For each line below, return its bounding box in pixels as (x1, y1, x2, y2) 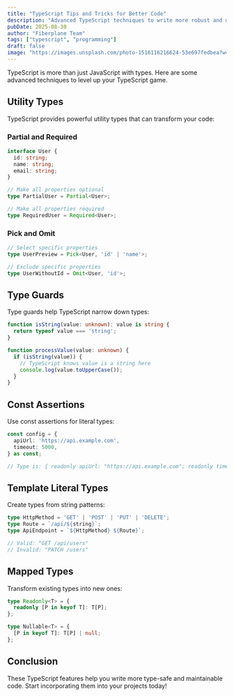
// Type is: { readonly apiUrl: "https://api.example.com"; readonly (7, 462, 214, 470)
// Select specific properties (7, 244, 98, 251)
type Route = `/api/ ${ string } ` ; (7, 521, 101, 528)
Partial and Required (7, 132, 78, 142)
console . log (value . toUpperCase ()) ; (19, 366, 123, 374)
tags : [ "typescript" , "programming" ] (7, 36, 117, 43)
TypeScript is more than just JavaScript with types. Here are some (7, 68, 198, 77)
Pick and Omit (7, 228, 56, 238)
